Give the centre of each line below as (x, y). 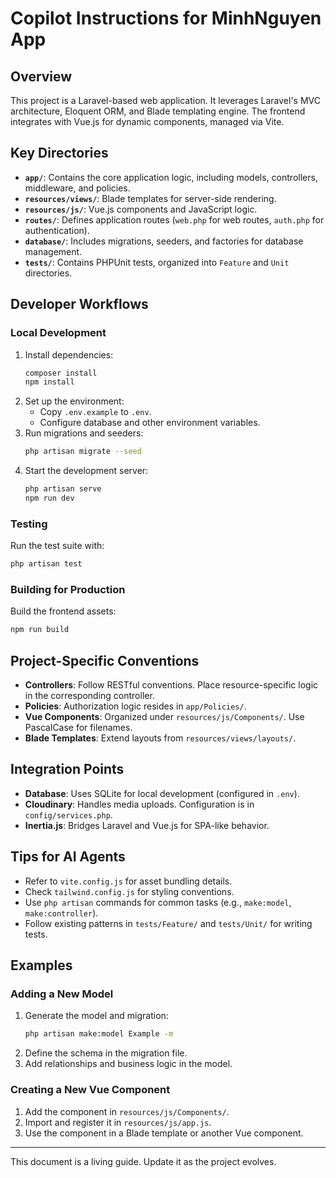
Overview (41, 76)
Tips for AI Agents (68, 857)
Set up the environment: (74, 401)
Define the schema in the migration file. (106, 1053)
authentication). (57, 230)
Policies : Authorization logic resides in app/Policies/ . (135, 706)
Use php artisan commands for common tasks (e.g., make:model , (158, 902)
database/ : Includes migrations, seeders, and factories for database (164, 241)
